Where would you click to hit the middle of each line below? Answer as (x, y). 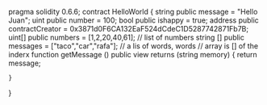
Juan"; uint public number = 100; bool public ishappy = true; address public (134, 20)
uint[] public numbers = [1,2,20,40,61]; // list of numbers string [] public (126, 37)
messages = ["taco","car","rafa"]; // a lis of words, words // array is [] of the (133, 46)
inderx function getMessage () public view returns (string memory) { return (133, 55)
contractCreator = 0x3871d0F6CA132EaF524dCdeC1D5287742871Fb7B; (128, 29)
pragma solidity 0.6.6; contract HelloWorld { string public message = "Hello (133, 12)
